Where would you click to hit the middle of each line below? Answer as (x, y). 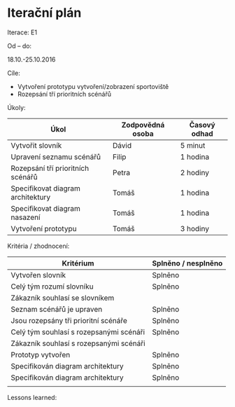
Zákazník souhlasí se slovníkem (63, 298)
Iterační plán (44, 13)
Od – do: (20, 46)
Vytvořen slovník (38, 275)
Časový (202, 125)
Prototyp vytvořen (41, 354)
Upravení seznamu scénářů (56, 157)
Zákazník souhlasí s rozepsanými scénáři (78, 343)
